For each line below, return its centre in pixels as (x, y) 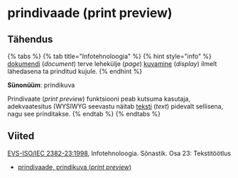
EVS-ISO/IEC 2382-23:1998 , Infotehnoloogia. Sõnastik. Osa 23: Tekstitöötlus (119, 153)
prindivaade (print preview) (90, 13)
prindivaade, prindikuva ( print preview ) (75, 167)
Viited (21, 136)
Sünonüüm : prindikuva (41, 85)
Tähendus (30, 39)
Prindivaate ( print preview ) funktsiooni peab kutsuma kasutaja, (99, 99)
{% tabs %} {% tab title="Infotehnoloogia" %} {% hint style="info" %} (109, 56)
